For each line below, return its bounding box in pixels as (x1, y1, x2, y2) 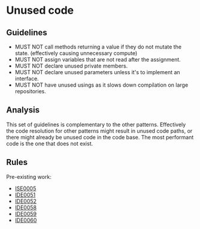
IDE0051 (14, 191, 36, 198)
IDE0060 (14, 216, 37, 224)
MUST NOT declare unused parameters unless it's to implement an (14, 69, 181, 75)
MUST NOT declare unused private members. (14, 62, 128, 69)
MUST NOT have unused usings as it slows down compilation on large (14, 81, 189, 88)
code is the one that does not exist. (6, 140, 93, 147)
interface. (14, 75, 39, 82)
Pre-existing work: (6, 173, 52, 180)
